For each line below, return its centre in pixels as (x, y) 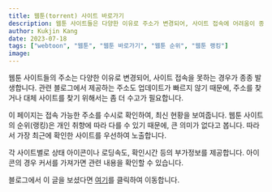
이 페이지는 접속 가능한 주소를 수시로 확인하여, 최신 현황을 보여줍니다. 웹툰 (125, 115)
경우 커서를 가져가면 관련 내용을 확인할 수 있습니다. (104, 162)
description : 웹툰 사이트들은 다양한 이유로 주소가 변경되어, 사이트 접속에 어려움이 (132, 23)
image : (19, 53)
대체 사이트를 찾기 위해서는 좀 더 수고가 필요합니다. (104, 98)
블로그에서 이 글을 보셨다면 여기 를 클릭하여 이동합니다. (94, 180)
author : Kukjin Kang (43, 31)
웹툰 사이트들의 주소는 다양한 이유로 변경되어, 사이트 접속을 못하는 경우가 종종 (131, 77)
